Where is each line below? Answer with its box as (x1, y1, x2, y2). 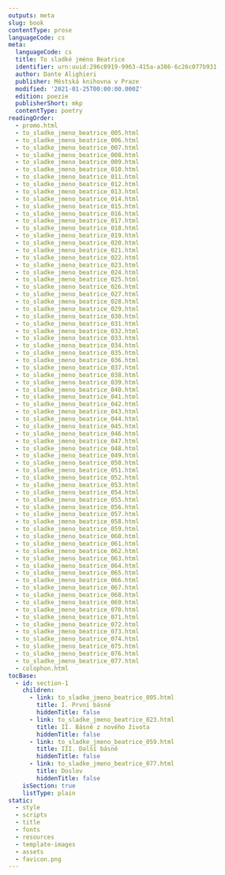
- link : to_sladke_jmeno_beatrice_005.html (28, 694, 175, 702)
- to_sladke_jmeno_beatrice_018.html (15, 224, 140, 233)
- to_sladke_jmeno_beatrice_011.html (15, 173, 140, 181)
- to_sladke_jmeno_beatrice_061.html (15, 540, 140, 548)
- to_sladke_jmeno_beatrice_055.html (15, 495, 140, 503)
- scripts (15, 811, 47, 819)
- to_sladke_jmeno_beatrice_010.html (15, 166, 140, 174)
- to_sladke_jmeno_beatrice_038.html (15, 371, 140, 379)
